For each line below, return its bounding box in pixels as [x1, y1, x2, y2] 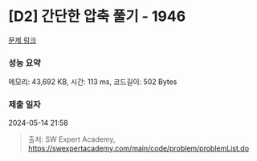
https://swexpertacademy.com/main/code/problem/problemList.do [27, 143, 250, 153]
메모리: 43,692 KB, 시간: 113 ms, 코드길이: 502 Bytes [8, 77, 177, 87]
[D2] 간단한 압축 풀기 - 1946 [8, 7, 186, 26]
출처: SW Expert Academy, [27, 134, 116, 144]
